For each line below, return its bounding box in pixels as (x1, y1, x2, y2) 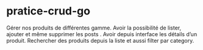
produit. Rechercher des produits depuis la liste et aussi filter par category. (6, 37, 194, 44)
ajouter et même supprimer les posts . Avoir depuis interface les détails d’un (6, 30, 198, 37)
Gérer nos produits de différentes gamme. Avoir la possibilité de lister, (6, 24, 182, 31)
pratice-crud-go (6, 4, 90, 18)
